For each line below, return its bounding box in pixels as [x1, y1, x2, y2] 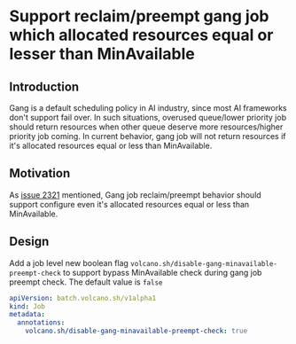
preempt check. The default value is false [9, 277, 163, 287]
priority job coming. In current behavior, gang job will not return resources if [9, 131, 286, 141]
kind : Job [9, 301, 46, 311]
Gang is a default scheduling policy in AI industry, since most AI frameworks [9, 103, 287, 113]
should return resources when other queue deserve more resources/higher [9, 121, 284, 132]
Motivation [9, 166, 71, 181]
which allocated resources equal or [9, 25, 274, 45]
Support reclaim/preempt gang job [9, 6, 269, 27]
